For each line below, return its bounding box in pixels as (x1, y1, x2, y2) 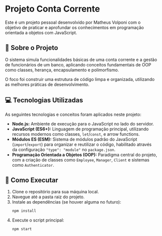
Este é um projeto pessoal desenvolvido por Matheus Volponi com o (5, 19, 141, 25)
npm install (12, 208, 36, 214)
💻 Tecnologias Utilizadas (5, 96, 83, 105)
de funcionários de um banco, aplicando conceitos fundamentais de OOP (5, 62, 151, 67)
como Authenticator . (12, 162, 54, 168)
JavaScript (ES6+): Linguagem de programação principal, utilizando (12, 126, 149, 132)
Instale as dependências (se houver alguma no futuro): (12, 199, 121, 205)
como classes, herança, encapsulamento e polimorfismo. (5, 67, 119, 73)
